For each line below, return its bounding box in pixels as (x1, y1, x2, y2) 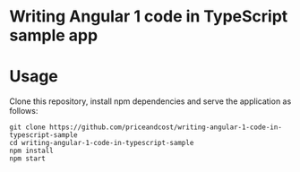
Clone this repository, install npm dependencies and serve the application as (9, 96, 292, 107)
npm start (9, 154, 47, 163)
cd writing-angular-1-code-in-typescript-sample (9, 139, 194, 148)
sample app (9, 25, 99, 46)
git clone (9, 123, 47, 132)
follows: (9, 106, 39, 116)
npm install (9, 146, 54, 156)
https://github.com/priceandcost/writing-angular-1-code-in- (48, 123, 282, 132)
